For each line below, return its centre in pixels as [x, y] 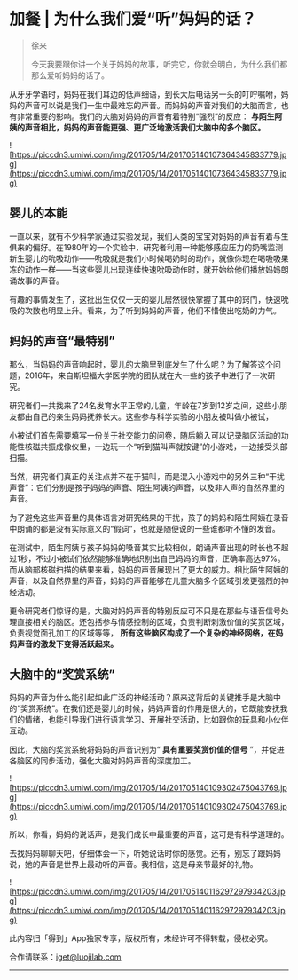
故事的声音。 [40, 281]
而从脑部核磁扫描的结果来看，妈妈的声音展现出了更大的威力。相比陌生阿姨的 [149, 569]
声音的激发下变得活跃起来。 [67, 644]
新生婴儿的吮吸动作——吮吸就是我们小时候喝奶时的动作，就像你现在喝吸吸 [145, 258]
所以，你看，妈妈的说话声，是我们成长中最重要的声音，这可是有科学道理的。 [149, 834]
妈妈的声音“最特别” [62, 341]
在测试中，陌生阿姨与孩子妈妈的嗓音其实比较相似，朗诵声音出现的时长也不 [145, 547]
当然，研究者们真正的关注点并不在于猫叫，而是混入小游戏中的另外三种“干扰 [147, 476]
